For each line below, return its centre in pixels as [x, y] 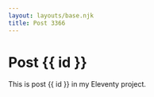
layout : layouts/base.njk [51, 16]
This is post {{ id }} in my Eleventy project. [77, 84]
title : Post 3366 [37, 23]
